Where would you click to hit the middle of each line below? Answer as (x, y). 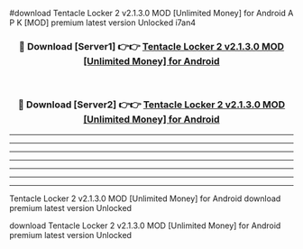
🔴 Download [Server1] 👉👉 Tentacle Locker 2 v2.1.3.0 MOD (151, 46)
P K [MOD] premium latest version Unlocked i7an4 (103, 23)
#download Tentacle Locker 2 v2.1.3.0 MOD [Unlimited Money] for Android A (151, 13)
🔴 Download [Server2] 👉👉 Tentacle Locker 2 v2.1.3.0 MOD (151, 105)
